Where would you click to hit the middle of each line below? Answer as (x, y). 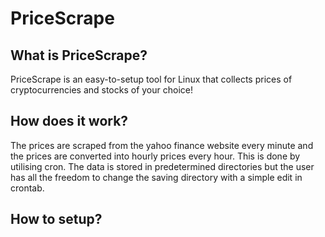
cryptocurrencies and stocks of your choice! (101, 90)
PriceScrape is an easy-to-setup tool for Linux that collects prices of (151, 79)
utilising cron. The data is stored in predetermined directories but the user (162, 166)
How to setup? (56, 219)
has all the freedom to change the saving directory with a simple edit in (156, 177)
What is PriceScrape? (79, 55)
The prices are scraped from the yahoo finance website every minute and (162, 145)
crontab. (27, 188)
